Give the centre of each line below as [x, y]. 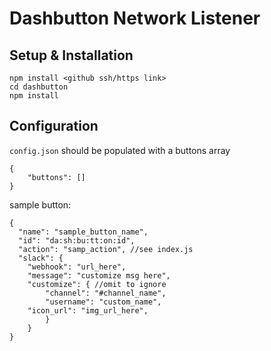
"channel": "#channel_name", [106, 293]
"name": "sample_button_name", [83, 232]
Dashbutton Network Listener [135, 18]
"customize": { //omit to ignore [97, 284]
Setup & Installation [71, 55]
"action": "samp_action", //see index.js [106, 249]
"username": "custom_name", [103, 302]
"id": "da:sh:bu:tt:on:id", [77, 240]
